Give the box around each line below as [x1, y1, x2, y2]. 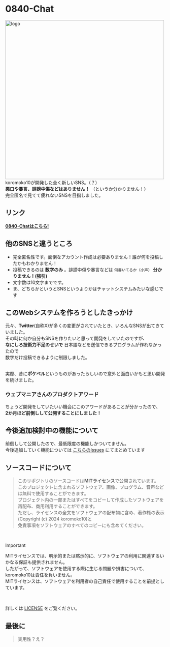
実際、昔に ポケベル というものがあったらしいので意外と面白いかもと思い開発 [5, 371, 165, 377]
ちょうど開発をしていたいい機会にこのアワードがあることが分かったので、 [5, 403, 161, 409]
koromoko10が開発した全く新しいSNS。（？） [5, 179, 100, 186]
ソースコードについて [5, 463, 72, 472]
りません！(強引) [12, 273, 47, 279]
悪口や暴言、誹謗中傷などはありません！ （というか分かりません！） [5, 186, 149, 192]
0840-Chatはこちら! [5, 223, 49, 229]
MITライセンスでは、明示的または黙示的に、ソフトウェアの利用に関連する [5, 553, 160, 559]
